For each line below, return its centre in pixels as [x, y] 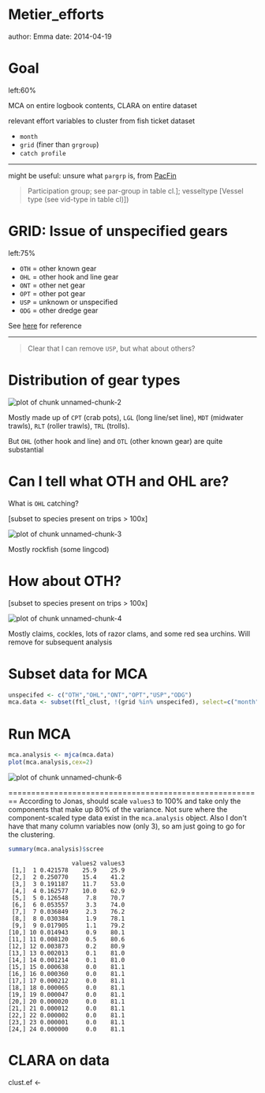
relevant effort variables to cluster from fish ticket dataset [102, 121]
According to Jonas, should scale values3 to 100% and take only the [130, 801]
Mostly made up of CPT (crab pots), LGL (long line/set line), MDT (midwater [126, 417]
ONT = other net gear [52, 285]
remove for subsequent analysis [60, 642]
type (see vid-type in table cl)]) [78, 199]
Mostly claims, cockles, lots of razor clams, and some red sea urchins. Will [129, 633]
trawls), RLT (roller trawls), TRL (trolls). [69, 426]
